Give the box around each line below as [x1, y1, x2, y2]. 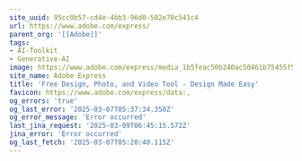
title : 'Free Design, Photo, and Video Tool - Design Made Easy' [9, 80, 259, 89]
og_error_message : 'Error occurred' [9, 113, 147, 122]
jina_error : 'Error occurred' [9, 130, 123, 139]
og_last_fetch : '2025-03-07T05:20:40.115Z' [9, 138, 175, 147]
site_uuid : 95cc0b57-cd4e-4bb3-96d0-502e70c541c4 [9, 13, 200, 22]
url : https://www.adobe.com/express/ [9, 21, 151, 30]
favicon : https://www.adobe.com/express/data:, [9, 88, 191, 97]
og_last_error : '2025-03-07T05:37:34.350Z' [9, 105, 175, 114]
